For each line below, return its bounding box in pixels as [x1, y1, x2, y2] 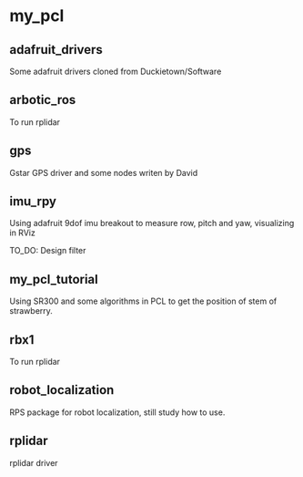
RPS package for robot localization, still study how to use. [9, 407, 226, 418]
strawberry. [9, 306, 53, 316]
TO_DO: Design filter [9, 245, 86, 256]
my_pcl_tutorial [9, 271, 98, 287]
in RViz [9, 227, 36, 238]
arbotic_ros [9, 92, 76, 108]
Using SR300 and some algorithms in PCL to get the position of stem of [9, 296, 278, 306]
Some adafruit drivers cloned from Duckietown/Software [9, 66, 222, 77]
